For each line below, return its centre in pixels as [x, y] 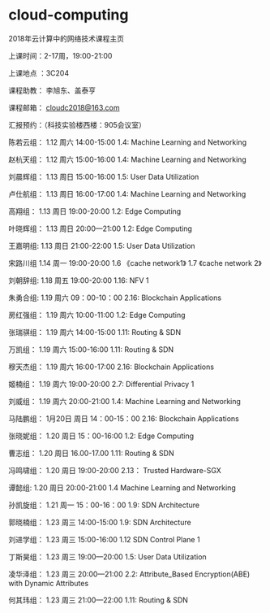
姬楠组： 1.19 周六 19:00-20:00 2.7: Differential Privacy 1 [101, 384]
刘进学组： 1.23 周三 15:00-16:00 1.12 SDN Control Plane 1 [104, 539]
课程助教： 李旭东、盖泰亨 [52, 90]
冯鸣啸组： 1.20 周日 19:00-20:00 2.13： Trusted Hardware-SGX [115, 470]
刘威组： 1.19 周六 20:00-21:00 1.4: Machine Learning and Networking [125, 401]
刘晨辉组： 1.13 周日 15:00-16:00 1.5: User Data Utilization [104, 176]
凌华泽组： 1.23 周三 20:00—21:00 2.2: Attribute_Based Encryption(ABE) [129, 574]
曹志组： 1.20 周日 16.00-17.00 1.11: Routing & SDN [91, 453]
